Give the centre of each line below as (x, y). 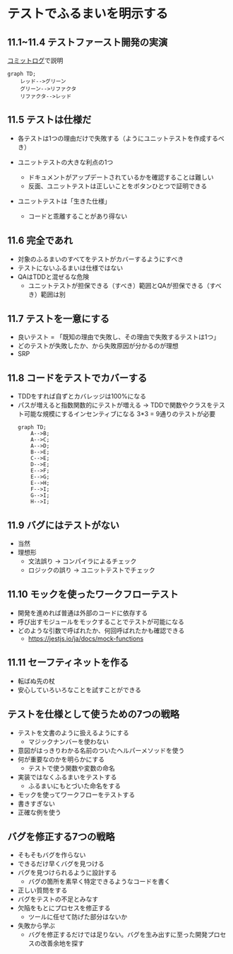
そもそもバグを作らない (52, 855)
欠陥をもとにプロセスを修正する (64, 908)
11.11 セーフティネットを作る (68, 663)
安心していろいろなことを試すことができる (79, 689)
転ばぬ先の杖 (36, 681)
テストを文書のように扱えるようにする (73, 732)
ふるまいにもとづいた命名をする (74, 786)
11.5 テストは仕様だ (49, 120)
